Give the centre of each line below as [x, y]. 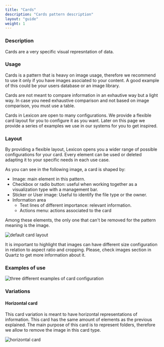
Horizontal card [21, 303]
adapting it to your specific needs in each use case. [57, 160]
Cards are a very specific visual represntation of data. [60, 51]
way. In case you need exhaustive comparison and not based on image [77, 100]
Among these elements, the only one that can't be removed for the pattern [81, 220]
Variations [18, 291]
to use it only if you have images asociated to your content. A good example [82, 80]
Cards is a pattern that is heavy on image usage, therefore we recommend [81, 75]
